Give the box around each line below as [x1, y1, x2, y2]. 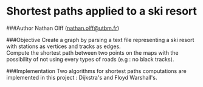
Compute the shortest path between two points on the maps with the [6, 49, 179, 56]
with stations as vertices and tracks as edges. [6, 43, 121, 50]
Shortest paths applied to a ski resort [6, 4, 198, 18]
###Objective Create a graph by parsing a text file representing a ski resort [6, 36, 194, 43]
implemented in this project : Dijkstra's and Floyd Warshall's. [6, 74, 157, 81]
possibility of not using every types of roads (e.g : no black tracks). [6, 55, 174, 63]
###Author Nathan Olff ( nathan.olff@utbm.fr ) [6, 24, 120, 32]
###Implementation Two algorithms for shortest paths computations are [6, 67, 187, 74]
